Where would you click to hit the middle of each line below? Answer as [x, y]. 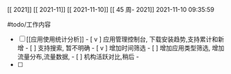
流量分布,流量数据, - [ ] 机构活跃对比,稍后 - [78, 57]
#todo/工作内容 [29, 24]
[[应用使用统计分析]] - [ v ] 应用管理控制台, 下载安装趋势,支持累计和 [122, 39]
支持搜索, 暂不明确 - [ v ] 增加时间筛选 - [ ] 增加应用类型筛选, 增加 [131, 48]
